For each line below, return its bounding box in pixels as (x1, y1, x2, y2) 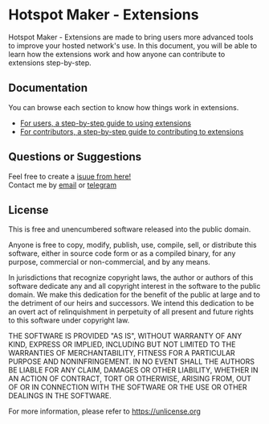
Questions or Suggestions (8, 150, 142, 164)
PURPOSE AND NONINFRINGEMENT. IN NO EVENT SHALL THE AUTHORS (8, 356, 255, 367)
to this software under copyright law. (8, 315, 130, 325)
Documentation (8, 81, 88, 95)
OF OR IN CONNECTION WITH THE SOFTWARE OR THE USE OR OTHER (8, 382, 247, 392)
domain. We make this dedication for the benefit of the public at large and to (8, 290, 261, 299)
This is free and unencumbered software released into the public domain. (8, 224, 251, 234)
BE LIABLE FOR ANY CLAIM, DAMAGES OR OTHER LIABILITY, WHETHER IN (8, 365, 259, 375)
